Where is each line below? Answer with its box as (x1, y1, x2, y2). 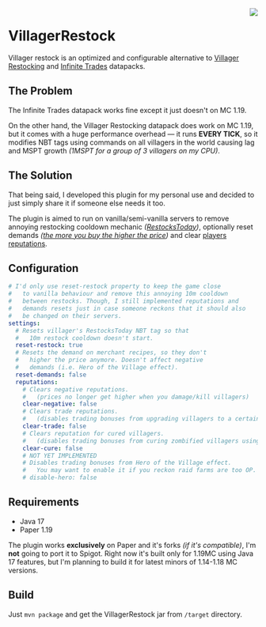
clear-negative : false (22, 400, 97, 408)
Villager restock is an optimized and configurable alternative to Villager (8, 53, 240, 62)
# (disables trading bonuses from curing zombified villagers (22, 436, 239, 445)
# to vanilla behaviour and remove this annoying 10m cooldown (8, 290, 228, 298)
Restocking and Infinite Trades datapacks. (8, 61, 146, 70)
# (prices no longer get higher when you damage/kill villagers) (22, 393, 249, 401)
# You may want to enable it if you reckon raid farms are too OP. (22, 466, 257, 474)
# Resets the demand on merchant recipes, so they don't (15, 349, 207, 357)
